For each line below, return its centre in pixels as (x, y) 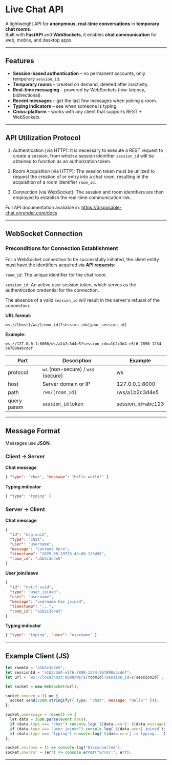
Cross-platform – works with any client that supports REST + (77, 111)
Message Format (33, 431)
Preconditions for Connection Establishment (62, 248)
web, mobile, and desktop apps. (39, 40)
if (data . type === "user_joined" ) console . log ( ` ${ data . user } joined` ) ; (88, 729)
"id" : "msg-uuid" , (30, 535)
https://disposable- (101, 207)
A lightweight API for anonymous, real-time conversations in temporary (82, 24)
